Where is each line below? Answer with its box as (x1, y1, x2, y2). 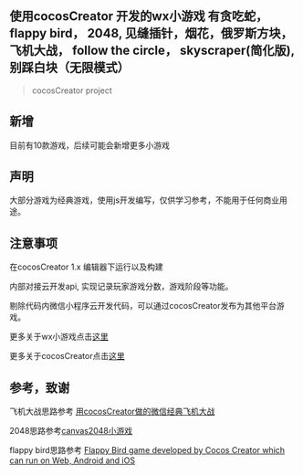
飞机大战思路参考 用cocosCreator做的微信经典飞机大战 (9, 406, 215, 417)
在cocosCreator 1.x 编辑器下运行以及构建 (9, 261, 163, 272)
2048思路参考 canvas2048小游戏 (9, 426, 133, 437)
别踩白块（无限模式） (9, 60, 130, 76)
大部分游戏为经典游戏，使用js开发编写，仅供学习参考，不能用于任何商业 (9, 195, 280, 206)
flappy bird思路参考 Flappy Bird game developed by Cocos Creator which (9, 445, 286, 456)
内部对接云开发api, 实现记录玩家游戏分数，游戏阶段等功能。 (9, 281, 234, 292)
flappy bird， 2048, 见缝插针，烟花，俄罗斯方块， (9, 26, 294, 41)
